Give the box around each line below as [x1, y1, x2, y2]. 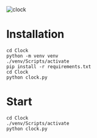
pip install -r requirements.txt [6, 63, 92, 70]
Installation [6, 28, 65, 41]
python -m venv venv [6, 53, 59, 59]
